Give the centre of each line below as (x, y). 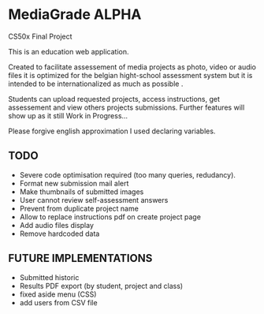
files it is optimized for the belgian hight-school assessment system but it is (130, 75)
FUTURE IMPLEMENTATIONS (80, 258)
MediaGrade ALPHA (75, 15)
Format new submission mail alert (74, 183)
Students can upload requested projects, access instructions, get (114, 99)
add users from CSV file (58, 302)
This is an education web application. (69, 51)
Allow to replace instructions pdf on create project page (110, 217)
